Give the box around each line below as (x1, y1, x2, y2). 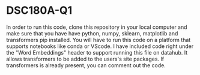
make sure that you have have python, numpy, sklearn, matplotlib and (6, 29, 178, 37)
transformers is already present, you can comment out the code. (6, 61, 166, 69)
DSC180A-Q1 (6, 4, 73, 17)
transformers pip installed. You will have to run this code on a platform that (6, 36, 191, 43)
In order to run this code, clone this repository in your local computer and (6, 23, 187, 31)
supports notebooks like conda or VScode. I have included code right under (6, 43, 194, 50)
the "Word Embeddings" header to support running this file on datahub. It (6, 49, 188, 56)
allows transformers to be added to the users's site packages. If (6, 55, 164, 62)
